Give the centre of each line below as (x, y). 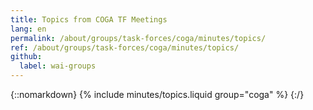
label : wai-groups (58, 66)
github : (26, 57)
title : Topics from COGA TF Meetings (89, 19)
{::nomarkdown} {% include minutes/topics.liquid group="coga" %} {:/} (157, 94)
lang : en (28, 29)
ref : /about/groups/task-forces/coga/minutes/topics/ (125, 47)
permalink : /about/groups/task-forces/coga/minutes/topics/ (138, 38)
